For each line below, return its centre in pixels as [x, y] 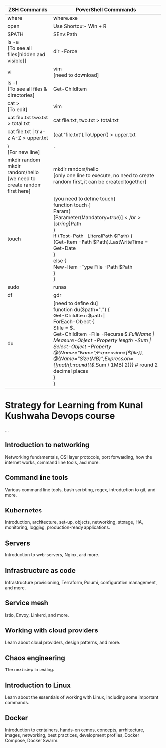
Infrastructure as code [40, 571]
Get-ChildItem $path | [79, 315]
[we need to [21, 178]
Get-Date [64, 248]
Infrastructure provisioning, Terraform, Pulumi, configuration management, [81, 582]
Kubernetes [24, 510]
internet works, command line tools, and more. [53, 462]
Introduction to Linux [38, 685]
